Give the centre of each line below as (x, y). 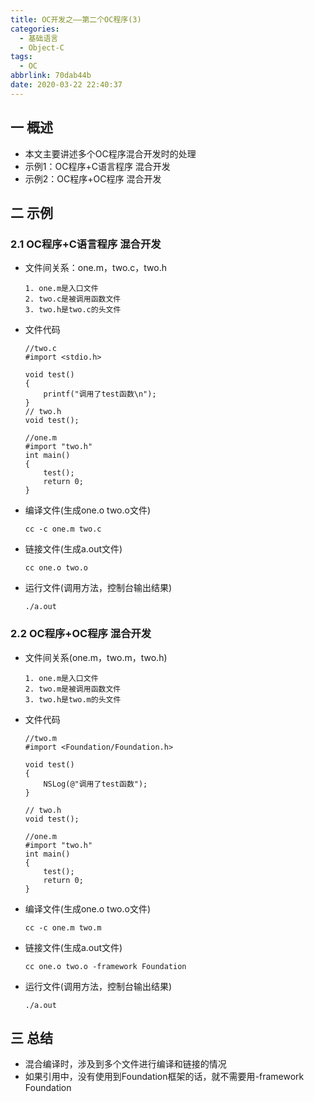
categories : (35, 29)
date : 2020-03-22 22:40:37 (66, 85)
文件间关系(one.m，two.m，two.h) (96, 657)
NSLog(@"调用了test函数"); (95, 784)
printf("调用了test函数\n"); (100, 394)
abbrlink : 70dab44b (51, 76)
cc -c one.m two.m (63, 927)
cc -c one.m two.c (63, 529)
